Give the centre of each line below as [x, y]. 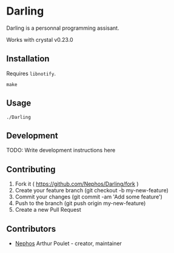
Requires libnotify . [31, 73]
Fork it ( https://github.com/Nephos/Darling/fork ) [77, 184]
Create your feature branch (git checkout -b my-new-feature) [92, 191]
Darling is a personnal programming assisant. [63, 28]
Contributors [31, 229]
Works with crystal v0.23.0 [40, 39]
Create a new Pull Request [48, 210]
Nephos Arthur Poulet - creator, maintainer [69, 243]
